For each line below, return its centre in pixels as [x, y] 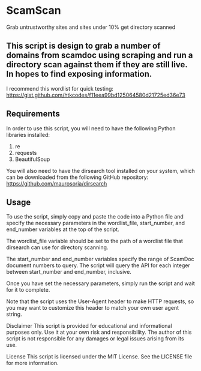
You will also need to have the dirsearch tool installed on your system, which [100, 170]
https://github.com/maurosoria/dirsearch [57, 183]
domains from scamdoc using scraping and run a [100, 56]
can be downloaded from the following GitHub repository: [77, 177]
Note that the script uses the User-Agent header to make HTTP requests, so [100, 301]
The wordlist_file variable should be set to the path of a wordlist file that [94, 241]
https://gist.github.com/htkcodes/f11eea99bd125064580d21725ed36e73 [96, 95]
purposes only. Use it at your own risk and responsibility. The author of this [99, 332]
